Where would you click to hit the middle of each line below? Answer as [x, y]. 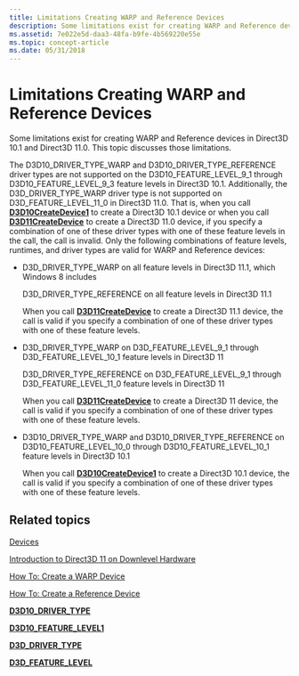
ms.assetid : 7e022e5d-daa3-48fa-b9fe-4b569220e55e [105, 34]
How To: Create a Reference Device [75, 593]
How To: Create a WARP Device [67, 576]
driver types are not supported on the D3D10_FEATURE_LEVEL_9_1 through [146, 175]
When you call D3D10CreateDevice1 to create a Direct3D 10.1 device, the [156, 474]
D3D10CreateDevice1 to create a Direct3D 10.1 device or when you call [139, 212]
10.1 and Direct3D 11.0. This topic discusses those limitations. [121, 148]
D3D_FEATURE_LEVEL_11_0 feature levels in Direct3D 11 [123, 384]
